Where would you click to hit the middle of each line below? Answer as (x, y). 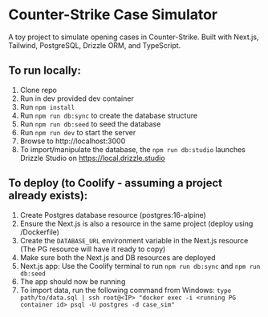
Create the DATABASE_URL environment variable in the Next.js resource (134, 240)
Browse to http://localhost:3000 (73, 141)
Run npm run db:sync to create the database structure (109, 115)
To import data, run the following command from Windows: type (126, 290)
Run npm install (47, 106)
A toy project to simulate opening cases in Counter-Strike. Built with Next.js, (134, 37)
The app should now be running (73, 281)
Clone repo (39, 90)
